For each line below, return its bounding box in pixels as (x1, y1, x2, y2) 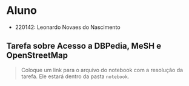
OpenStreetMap (6, 51, 68, 61)
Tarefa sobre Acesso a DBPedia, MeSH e (6, 41, 162, 51)
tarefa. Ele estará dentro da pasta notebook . (21, 73, 130, 80)
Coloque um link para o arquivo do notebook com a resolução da (21, 66, 184, 73)
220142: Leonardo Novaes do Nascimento (15, 23, 121, 31)
